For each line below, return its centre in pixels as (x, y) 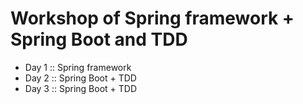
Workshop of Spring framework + (152, 18)
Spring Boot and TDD (99, 39)
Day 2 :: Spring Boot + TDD (80, 78)
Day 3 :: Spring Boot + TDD (81, 88)
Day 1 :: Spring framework (78, 67)
